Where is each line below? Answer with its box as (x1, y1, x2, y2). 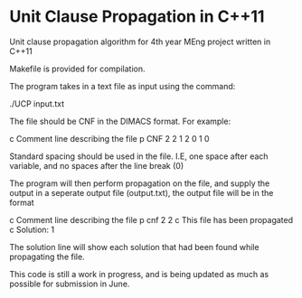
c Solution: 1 (9, 224, 55, 235)
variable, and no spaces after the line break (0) (9, 160, 184, 171)
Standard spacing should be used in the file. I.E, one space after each (9, 151, 269, 162)
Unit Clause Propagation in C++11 (9, 6, 265, 27)
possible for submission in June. (9, 278, 130, 289)
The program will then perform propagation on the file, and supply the (9, 178, 270, 189)
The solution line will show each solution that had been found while (9, 241, 260, 252)
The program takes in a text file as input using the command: (9, 80, 236, 91)
